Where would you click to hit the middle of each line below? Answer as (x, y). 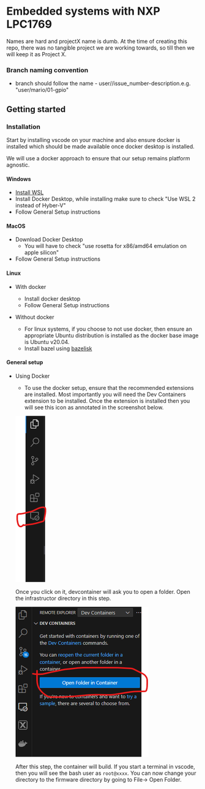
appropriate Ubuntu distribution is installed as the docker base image (111, 335)
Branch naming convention (47, 70)
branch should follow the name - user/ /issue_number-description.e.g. (103, 83)
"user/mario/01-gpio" (42, 90)
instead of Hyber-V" (40, 206)
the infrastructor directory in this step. (63, 598)
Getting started (36, 109)
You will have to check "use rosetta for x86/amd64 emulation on (105, 246)
